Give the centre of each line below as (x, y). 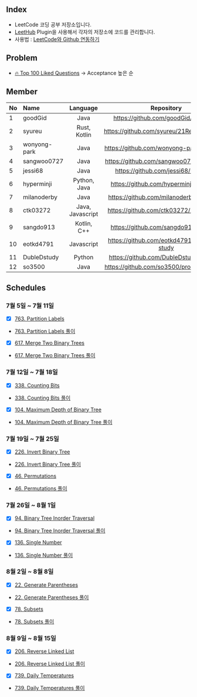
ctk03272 (37, 211)
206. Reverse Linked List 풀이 (50, 664)
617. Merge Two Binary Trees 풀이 (55, 356)
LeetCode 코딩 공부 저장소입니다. (53, 24)
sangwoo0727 (43, 161)
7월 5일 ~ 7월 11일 (30, 306)
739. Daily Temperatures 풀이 (50, 688)
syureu (33, 131)
